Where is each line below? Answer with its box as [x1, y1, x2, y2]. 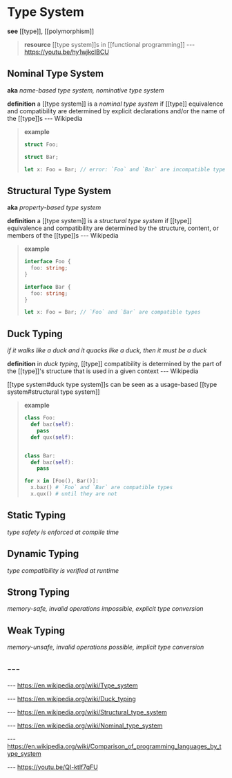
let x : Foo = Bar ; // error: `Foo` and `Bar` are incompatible [23, 166, 211, 173]
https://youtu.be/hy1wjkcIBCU [23, 48, 109, 56]
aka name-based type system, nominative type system [7, 86, 164, 94]
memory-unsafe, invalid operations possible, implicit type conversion [7, 643, 204, 652]
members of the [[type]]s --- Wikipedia [7, 231, 119, 240]
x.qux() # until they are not [30, 491, 117, 497]
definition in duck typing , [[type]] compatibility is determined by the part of [7, 360, 222, 368]
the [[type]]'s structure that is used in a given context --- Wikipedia [7, 367, 199, 375]
